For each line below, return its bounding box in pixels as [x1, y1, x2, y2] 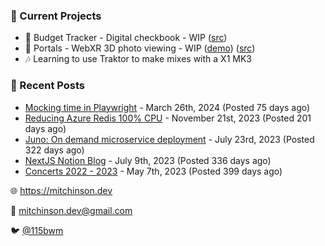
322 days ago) [24, 144, 85, 156]
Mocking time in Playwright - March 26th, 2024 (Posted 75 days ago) [24, 101, 311, 113]
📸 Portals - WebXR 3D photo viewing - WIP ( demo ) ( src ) [24, 42, 256, 54]
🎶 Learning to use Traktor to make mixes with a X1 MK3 [24, 53, 252, 65]
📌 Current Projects [10, 9, 102, 23]
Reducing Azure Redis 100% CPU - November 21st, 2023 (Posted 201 [24, 112, 312, 124]
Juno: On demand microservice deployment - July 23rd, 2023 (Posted [24, 133, 315, 145]
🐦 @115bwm [10, 224, 64, 236]
